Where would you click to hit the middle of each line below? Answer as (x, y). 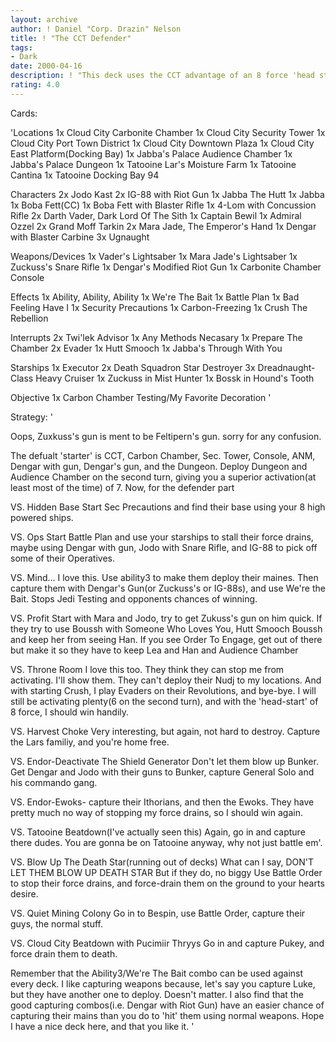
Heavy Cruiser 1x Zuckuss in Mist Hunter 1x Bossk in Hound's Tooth (175, 378)
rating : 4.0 (35, 85)
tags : (21, 47)
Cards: (24, 113)
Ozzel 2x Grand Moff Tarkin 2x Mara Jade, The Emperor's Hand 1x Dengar (163, 226)
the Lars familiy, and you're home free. (90, 742)
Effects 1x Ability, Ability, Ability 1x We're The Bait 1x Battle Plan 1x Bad (155, 297)
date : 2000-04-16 (46, 66)
